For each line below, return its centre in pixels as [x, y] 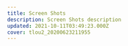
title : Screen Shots [37, 13]
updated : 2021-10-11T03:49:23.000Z [58, 26]
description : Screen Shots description [64, 20]
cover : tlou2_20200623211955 [49, 32]
